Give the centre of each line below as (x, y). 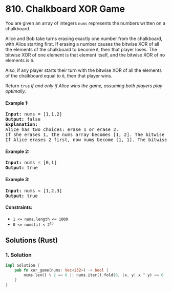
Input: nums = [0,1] (31, 163)
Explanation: (22, 124)
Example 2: (17, 151)
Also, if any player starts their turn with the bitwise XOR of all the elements (84, 70)
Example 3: (17, 179)
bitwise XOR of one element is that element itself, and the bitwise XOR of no (85, 55)
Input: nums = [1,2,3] (34, 191)
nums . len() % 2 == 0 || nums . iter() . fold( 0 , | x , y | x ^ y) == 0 (94, 275)
